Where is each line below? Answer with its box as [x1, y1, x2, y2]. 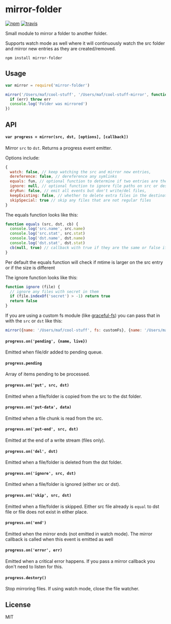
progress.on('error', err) [5, 548, 63, 553]
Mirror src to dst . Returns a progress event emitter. [5, 145, 112, 151]
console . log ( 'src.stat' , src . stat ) [10, 231, 85, 236]
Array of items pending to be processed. [5, 371, 90, 377]
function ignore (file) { [5, 284, 60, 289]
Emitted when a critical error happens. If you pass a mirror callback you [5, 558, 155, 564]
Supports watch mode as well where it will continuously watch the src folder [5, 40, 165, 46]
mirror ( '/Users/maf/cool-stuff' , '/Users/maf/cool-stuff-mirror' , [5, 92, 149, 97]
